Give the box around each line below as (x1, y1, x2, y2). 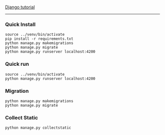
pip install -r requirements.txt (5, 36, 74, 41)
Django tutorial (5, 4, 35, 10)
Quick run (5, 61, 29, 68)
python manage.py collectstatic (5, 125, 71, 131)
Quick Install (5, 21, 36, 27)
